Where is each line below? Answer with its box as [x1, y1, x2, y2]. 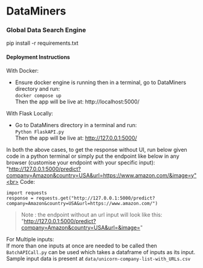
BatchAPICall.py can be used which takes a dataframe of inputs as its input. [6, 248, 195, 255]
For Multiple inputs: [6, 235, 54, 243]
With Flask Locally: [6, 109, 53, 117]
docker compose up [14, 93, 62, 99]
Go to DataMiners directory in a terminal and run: [14, 121, 137, 128]
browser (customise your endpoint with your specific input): [6, 159, 155, 166]
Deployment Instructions [6, 53, 71, 61]
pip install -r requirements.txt [6, 39, 79, 47]
